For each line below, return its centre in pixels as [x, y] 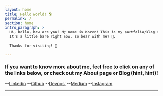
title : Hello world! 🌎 [29, 14]
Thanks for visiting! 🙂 [33, 46]
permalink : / [18, 18]
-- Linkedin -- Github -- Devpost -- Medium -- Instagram [59, 83]
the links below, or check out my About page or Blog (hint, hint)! [82, 73]
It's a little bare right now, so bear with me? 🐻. [63, 37]
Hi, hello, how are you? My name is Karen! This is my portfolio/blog [82, 32]
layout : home [18, 9]
